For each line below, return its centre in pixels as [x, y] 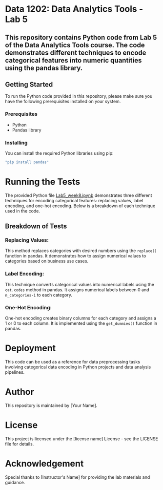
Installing [16, 143]
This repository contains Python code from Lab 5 [81, 37]
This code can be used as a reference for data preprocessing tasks [73, 362]
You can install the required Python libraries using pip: [59, 153]
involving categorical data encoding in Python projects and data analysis [78, 367]
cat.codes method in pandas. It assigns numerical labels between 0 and [77, 290]
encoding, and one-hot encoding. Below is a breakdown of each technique [80, 206]
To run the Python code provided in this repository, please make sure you [79, 96]
